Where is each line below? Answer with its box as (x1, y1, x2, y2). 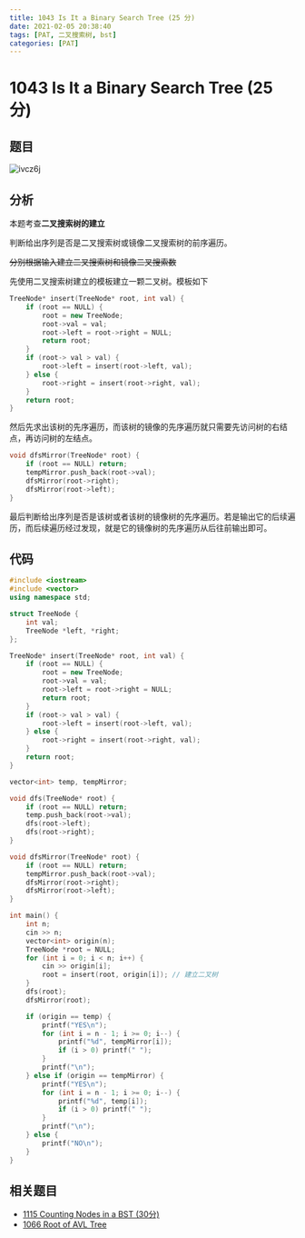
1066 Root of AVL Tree (22, 1219, 107, 1230)
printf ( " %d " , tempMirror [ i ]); (57, 1037, 172, 1046)
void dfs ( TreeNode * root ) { (9, 794, 116, 803)
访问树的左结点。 (33, 433, 97, 444)
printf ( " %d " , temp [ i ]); (57, 1096, 148, 1105)
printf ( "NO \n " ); (42, 1138, 103, 1148)
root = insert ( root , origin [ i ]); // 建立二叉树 (42, 970, 219, 980)
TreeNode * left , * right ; (25, 626, 120, 635)
